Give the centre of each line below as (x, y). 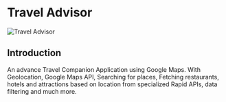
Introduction (34, 53)
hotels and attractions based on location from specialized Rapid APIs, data (112, 84)
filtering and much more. (42, 91)
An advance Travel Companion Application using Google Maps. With (104, 69)
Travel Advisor (50, 13)
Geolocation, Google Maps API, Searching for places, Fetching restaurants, (113, 77)
